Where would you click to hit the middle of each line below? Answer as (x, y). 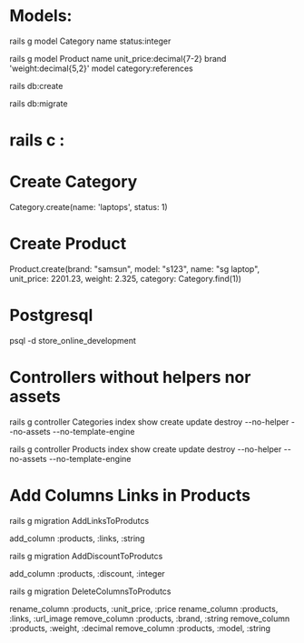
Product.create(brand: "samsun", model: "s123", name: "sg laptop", (135, 269)
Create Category (74, 182)
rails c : (37, 141)
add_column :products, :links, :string (77, 538)
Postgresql (51, 316)
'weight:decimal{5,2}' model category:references (101, 68)
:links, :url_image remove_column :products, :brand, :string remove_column (150, 618)
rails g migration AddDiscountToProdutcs (86, 556)
